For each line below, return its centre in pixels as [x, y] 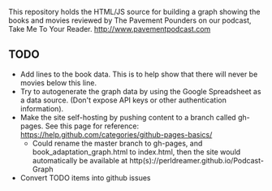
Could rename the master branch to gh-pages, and [117, 143]
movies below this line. [58, 82]
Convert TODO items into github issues [85, 177]
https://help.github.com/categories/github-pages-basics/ [116, 134]
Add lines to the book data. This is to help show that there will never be [139, 74]
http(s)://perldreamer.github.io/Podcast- [196, 160]
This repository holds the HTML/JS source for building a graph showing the [134, 12]
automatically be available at [80, 160]
